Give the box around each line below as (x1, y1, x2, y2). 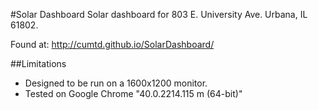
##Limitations (10, 58, 67, 69)
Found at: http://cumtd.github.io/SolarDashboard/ (10, 39, 215, 50)
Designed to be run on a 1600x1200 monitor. (24, 77, 208, 89)
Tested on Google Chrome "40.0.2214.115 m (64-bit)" (24, 88, 243, 99)
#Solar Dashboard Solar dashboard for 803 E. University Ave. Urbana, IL (10, 9, 308, 20)
